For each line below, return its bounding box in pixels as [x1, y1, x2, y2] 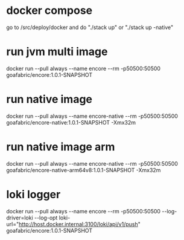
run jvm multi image [6, 45, 108, 59]
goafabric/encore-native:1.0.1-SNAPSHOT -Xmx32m [6, 118, 136, 126]
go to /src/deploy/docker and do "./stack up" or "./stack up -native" [6, 24, 174, 31]
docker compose [6, 4, 93, 18]
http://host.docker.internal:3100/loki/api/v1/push [18, 220, 138, 227]
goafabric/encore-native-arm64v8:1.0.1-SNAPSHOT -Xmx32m [6, 166, 161, 174]
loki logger [6, 187, 61, 201]
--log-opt [34, 214, 58, 221]
